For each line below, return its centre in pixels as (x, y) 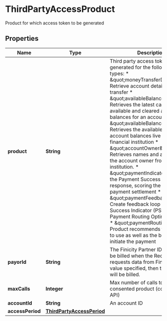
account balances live (135, 135)
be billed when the (131, 256)
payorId (17, 262)
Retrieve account (129, 86)
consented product (132, 289)
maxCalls (19, 289)
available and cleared (135, 110)
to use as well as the (133, 235)
